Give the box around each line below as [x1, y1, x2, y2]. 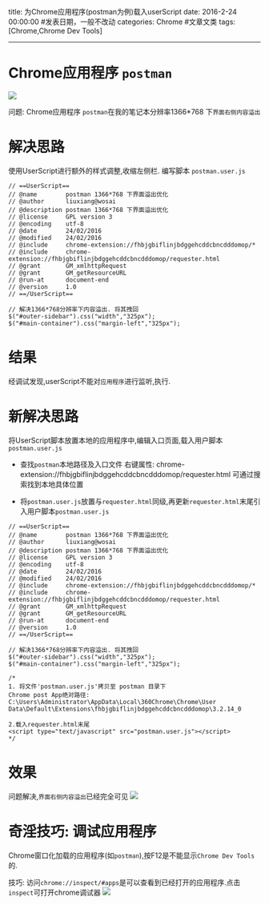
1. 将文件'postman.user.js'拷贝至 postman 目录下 [8, 683, 167, 691]
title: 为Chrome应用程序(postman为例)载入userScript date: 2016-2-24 [8, 7, 238, 16]
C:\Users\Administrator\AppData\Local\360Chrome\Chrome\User [8, 698, 217, 706]
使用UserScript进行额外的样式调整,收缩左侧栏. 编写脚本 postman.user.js [8, 166, 246, 175]
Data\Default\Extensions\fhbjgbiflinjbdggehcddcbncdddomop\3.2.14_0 [8, 705, 242, 713]
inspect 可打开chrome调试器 [8, 887, 102, 897]
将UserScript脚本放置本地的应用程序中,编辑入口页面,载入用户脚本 [8, 435, 223, 445]
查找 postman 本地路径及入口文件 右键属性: [19, 459, 155, 469]
